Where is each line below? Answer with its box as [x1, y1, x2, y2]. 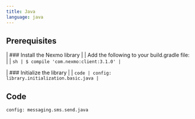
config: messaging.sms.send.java [6, 107, 89, 113]
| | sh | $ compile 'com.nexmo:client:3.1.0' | [6, 58, 121, 65]
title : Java [6, 8, 35, 15]
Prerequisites [6, 36, 57, 46]
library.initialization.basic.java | [6, 75, 99, 81]
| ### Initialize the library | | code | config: [6, 69, 112, 77]
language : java [6, 14, 44, 20]
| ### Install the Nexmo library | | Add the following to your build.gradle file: [6, 51, 190, 59]
